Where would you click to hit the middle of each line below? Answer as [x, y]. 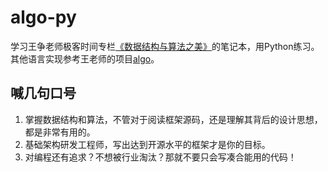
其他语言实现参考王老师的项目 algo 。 [85, 58]
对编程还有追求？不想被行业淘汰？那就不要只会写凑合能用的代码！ [160, 157]
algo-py [43, 17]
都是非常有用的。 [60, 132]
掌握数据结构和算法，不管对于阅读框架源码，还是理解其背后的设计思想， [173, 119]
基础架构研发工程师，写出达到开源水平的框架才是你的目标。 [147, 144]
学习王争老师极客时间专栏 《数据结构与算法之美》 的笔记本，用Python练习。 [165, 46]
